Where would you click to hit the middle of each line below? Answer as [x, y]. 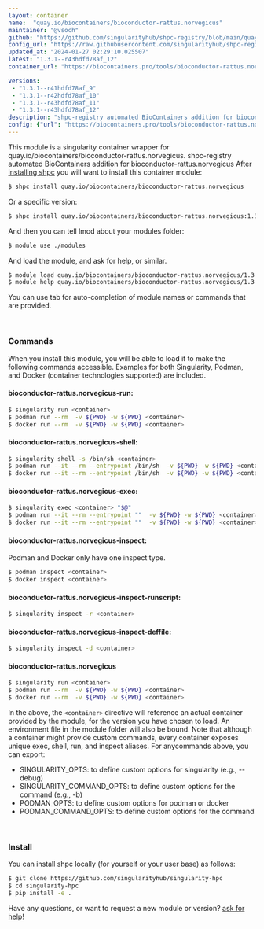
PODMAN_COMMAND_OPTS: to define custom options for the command [137, 811]
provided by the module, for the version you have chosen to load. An [119, 721]
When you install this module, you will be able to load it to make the [117, 358]
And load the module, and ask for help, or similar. [88, 260]
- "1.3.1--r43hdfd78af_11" [56, 103]
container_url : [33, 67]
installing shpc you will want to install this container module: [105, 172]
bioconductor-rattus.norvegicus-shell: [73, 442]
